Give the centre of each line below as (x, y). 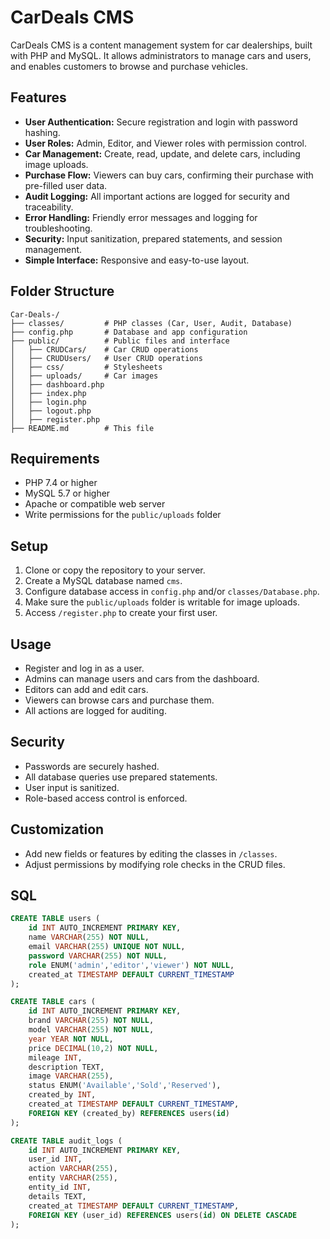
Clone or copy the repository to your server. (115, 570)
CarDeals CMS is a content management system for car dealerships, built (161, 45)
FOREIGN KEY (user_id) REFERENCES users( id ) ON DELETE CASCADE (163, 1215)
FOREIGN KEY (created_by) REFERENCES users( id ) (129, 1113)
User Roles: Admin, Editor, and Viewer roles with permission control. (166, 143)
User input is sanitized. (72, 787)
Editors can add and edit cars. (86, 689)
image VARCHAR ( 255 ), (71, 1076)
